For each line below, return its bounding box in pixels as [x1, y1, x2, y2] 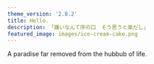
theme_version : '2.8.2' [7, 10, 78, 18]
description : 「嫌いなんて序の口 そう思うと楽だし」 [7, 23, 149, 31]
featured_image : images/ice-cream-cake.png [7, 30, 138, 38]
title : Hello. [7, 17, 50, 24]
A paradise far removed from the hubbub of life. [7, 50, 148, 58]
